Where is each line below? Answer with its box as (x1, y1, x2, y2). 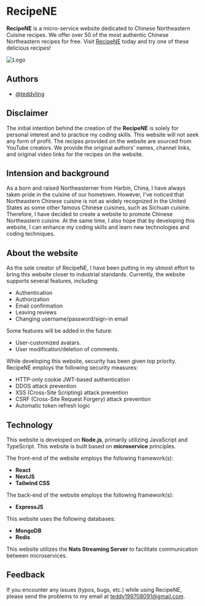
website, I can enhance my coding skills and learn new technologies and (6, 223, 190, 231)
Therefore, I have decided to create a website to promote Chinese (6, 211, 173, 218)
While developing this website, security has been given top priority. (6, 357, 177, 365)
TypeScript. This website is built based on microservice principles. (6, 443, 176, 449)
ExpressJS (15, 503, 44, 510)
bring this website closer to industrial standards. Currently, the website (6, 271, 185, 278)
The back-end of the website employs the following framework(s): (6, 491, 174, 499)
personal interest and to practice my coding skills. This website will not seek (6, 131, 199, 138)
